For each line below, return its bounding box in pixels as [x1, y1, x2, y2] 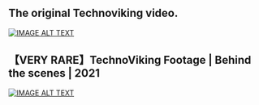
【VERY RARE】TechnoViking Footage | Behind [8, 53, 252, 67]
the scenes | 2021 [8, 66, 100, 80]
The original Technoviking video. [8, 6, 179, 20]
